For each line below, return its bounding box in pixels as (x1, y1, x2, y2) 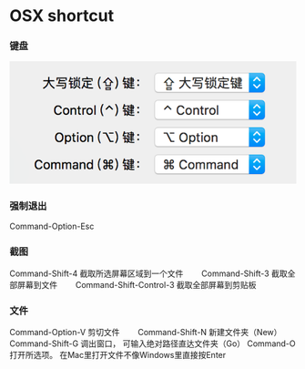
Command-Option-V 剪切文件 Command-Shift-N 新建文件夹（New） (9, 326, 282, 337)
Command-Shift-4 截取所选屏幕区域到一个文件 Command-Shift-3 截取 (9, 268, 289, 279)
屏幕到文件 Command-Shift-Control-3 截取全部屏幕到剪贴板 (16, 279, 257, 290)
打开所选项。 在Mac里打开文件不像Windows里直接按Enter (9, 349, 227, 360)
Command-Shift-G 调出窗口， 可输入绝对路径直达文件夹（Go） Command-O (9, 338, 296, 349)
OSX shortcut (9, 5, 115, 26)
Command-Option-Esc (9, 220, 95, 232)
